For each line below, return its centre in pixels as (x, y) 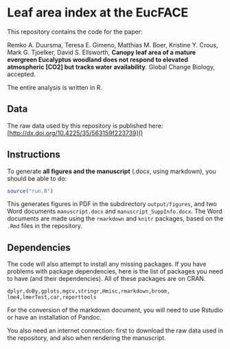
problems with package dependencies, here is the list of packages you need (115, 271)
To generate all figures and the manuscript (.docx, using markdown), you (112, 171)
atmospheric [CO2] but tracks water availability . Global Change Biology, (111, 67)
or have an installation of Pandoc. (54, 317)
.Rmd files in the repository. (45, 226)
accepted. (21, 74)
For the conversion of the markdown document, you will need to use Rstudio (115, 310)
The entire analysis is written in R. (55, 87)
